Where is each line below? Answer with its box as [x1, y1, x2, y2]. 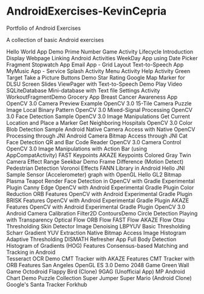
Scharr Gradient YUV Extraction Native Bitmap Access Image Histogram [6, 229, 186, 236]
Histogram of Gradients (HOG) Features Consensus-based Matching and [6, 242, 189, 249]
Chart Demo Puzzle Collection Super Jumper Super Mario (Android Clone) [6, 274, 192, 281]
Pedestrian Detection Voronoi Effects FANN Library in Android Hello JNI [6, 164, 185, 172]
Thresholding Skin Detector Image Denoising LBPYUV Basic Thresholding [6, 222, 191, 229]
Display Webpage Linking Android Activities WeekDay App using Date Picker [6, 54, 198, 61]
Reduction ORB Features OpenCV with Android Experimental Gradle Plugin [6, 190, 193, 197]
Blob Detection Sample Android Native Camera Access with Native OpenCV [6, 125, 195, 133]
